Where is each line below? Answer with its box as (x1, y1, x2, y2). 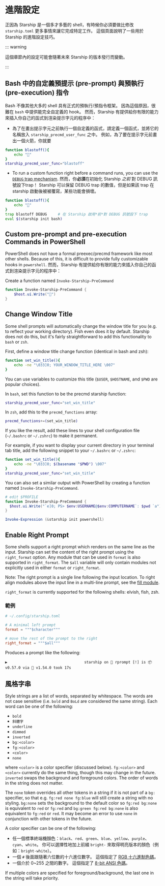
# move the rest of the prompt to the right (5, 636, 98, 641)
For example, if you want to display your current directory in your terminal (5, 443, 154, 448)
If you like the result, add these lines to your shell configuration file (5, 428, 140, 434)
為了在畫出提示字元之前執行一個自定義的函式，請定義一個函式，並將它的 (12, 125, 159, 131)
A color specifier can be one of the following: (5, 825, 97, 831)
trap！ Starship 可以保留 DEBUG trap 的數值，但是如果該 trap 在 (25, 182, 155, 188)
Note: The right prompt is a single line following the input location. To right (5, 574, 155, 580)
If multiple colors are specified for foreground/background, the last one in (5, 870, 154, 876)
